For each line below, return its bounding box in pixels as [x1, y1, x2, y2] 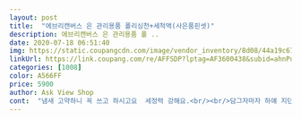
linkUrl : [9, 55, 42, 64]
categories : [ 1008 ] [9, 64, 82, 72]
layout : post [9, 13, 58, 22]
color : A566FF [9, 72, 63, 81]
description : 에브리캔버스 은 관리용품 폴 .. [9, 30, 159, 38]
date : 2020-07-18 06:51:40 [9, 38, 110, 47]
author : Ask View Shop [9, 88, 94, 97]
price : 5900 [9, 80, 54, 89]
